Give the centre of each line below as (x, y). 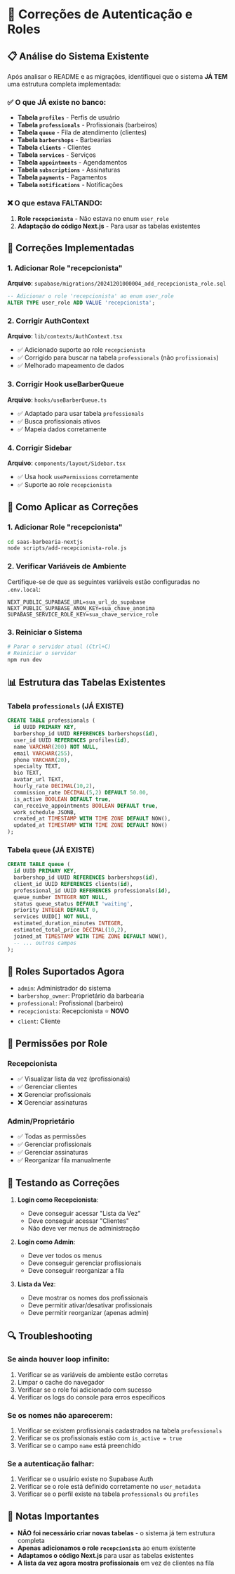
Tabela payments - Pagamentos (62, 177)
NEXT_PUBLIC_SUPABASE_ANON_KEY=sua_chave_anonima (81, 608)
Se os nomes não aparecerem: (60, 1415)
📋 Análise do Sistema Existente (78, 56)
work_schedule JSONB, (45, 812)
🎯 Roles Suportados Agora (66, 971)
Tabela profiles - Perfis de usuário (69, 118)
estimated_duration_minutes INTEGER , (69, 924)
